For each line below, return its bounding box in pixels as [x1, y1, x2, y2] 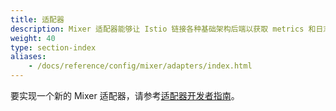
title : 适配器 [10, 14, 65, 25]
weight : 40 [10, 33, 56, 43]
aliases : [10, 52, 47, 62]
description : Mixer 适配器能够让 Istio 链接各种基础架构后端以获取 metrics [10, 24, 305, 34]
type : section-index [10, 42, 97, 53]
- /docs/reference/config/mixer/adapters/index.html [28, 61, 253, 71]
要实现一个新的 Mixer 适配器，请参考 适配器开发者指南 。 [10, 90, 240, 101]
